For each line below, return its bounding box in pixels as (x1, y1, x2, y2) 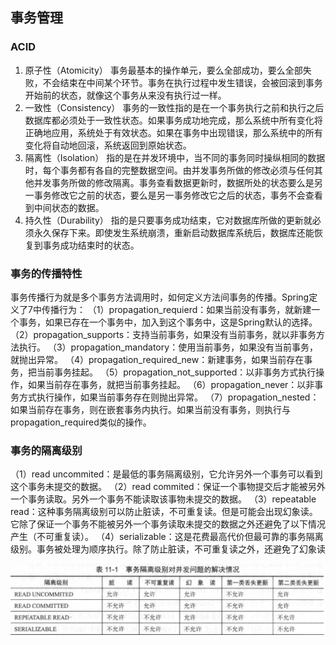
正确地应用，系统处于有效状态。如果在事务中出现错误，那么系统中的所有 (24, 126, 323, 138)
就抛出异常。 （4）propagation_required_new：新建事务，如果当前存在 (10, 353, 305, 365)
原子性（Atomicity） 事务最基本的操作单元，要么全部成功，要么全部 (24, 64, 303, 76)
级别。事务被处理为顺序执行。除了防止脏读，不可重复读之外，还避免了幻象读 (10, 543, 326, 555)
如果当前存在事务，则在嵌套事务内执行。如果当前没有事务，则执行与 (10, 403, 291, 415)
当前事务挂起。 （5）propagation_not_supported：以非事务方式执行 (36, 366, 317, 378)
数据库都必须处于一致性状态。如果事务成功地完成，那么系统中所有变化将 (24, 114, 323, 126)
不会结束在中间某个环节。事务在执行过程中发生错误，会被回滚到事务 (42, 76, 323, 88)
